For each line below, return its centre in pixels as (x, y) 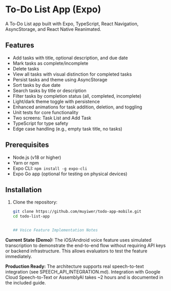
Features (20, 46)
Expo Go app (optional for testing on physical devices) (70, 174)
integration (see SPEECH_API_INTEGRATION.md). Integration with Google (83, 272)
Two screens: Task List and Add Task (52, 118)
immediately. (19, 256)
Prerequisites (27, 145)
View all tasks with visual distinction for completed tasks (72, 74)
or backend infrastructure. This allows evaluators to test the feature (76, 251)
